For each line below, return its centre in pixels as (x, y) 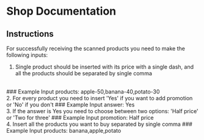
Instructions (30, 34)
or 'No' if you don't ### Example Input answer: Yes (71, 105)
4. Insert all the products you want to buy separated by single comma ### (99, 124)
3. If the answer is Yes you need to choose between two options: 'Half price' (102, 111)
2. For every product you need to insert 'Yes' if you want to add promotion (100, 98)
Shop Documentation (61, 11)
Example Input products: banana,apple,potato (64, 131)
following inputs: (27, 55)
